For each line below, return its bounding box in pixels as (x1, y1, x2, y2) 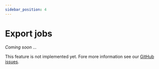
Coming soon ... (5, 44, 37, 50)
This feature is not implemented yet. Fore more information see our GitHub (5, 53, 155, 59)
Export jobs (5, 28, 53, 39)
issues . (5, 59, 19, 65)
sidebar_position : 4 (5, 7, 47, 12)
